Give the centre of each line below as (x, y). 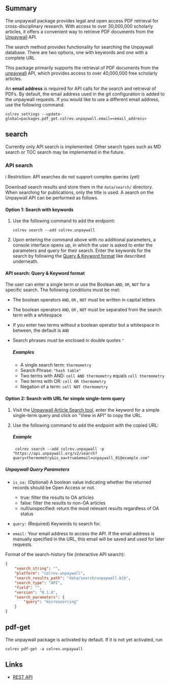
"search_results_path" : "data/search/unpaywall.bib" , (73, 578)
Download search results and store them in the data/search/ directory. (79, 187)
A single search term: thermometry (56, 365)
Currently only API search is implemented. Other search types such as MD (83, 146)
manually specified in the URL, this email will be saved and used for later (89, 539)
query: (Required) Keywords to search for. (57, 524)
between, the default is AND (41, 330)
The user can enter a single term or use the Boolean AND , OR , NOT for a (78, 284)
